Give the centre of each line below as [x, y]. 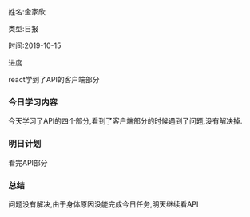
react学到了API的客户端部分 [54, 79]
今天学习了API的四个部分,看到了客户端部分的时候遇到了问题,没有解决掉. [125, 121]
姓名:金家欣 [27, 12]
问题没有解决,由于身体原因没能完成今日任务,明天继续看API [103, 204]
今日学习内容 [33, 102]
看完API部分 [28, 163]
